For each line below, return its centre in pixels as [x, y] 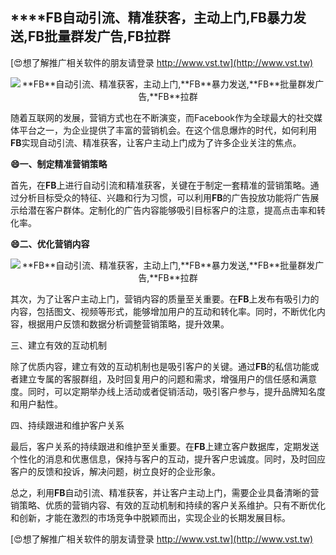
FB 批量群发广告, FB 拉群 [99, 36]
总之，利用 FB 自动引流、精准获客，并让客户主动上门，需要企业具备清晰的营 [165, 492]
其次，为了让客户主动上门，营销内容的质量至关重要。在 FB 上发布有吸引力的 [165, 299]
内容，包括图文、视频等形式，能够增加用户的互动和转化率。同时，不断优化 [163, 311]
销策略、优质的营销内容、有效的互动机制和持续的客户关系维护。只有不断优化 [168, 505]
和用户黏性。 [36, 404]
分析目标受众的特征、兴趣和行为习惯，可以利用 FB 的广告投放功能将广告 [164, 197]
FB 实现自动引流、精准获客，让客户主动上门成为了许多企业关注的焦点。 [156, 142]
